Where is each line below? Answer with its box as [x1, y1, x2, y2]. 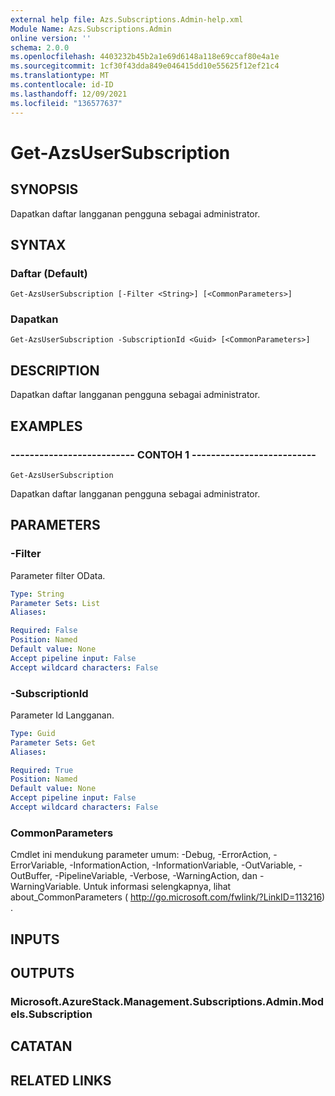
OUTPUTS [10, 965, 75, 982]
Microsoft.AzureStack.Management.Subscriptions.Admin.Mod [10, 994, 325, 1008]
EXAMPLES [10, 417, 83, 435]
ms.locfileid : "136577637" [10, 98, 123, 108]
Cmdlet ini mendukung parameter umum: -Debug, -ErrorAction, [10, 849, 272, 861]
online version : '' [10, 33, 92, 43]
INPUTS [10, 931, 60, 948]
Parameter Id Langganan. [10, 709, 115, 721]
